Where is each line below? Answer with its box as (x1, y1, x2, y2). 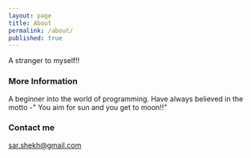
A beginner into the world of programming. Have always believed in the (8, 93, 244, 104)
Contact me (8, 122, 55, 133)
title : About (8, 19, 52, 27)
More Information (8, 76, 78, 87)
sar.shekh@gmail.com (8, 140, 82, 150)
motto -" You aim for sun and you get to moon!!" (8, 102, 168, 112)
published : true (8, 34, 63, 42)
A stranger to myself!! (8, 56, 80, 65)
